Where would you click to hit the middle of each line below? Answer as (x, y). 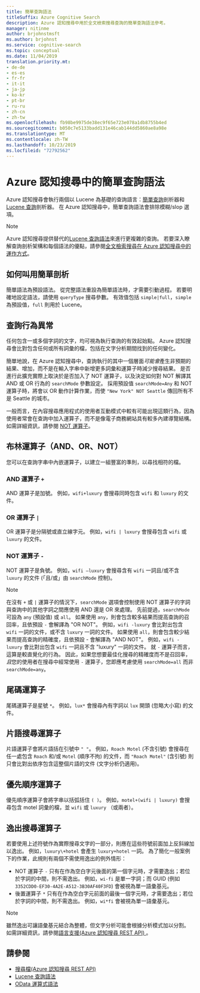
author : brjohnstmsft (33, 34)
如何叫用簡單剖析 (38, 274)
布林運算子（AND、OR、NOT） (64, 446)
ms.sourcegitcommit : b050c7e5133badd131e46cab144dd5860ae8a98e (87, 128)
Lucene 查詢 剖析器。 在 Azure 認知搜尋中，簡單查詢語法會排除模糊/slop (95, 207)
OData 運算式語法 (36, 983)
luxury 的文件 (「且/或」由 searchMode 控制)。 (61, 577)
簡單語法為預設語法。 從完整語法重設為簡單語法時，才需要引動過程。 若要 (96, 290)
